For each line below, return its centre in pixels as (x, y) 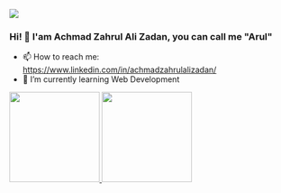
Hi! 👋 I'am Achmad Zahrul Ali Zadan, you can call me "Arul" (141, 36)
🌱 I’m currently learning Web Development (101, 79)
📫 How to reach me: (61, 57)
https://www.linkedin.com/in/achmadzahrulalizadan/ (119, 70)
